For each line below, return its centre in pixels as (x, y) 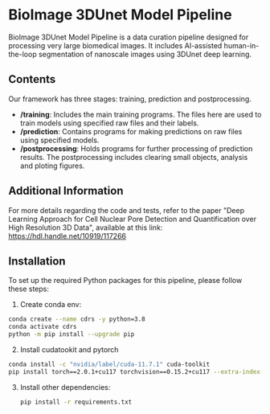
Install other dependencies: (65, 387)
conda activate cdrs (43, 327)
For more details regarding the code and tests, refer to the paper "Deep (127, 210)
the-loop (23, 54)
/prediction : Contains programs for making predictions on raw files (131, 131)
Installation (37, 261)
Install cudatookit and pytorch (69, 350)
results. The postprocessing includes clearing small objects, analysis (134, 157)
